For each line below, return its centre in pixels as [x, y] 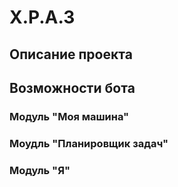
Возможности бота [72, 87]
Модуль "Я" [40, 170]
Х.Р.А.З [42, 17]
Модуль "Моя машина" [69, 116]
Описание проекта [71, 54]
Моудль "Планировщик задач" [89, 143]
